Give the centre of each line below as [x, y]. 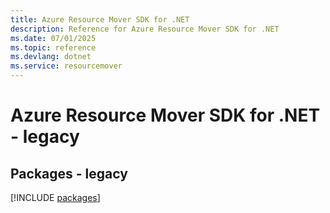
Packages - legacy [69, 173]
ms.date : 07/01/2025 [53, 38]
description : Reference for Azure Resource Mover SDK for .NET [145, 29]
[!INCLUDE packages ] [55, 197]
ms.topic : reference [53, 47]
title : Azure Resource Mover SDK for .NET [100, 19]
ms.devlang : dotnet [51, 57]
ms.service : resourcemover [66, 66]
